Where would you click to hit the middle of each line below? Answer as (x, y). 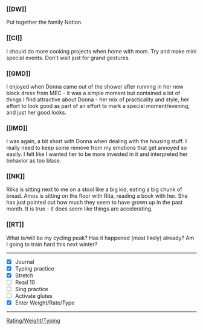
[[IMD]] (17, 128)
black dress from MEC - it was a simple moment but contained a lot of (93, 93)
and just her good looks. (37, 112)
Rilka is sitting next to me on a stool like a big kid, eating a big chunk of (94, 189)
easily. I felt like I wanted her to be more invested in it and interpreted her (97, 154)
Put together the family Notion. (44, 22)
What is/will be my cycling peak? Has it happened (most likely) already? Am (100, 238)
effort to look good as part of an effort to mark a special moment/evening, (98, 106)
